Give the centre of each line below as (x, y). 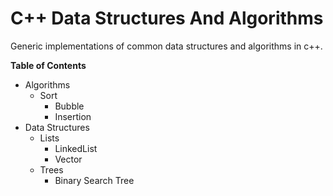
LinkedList (76, 148)
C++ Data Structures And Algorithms (167, 18)
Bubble (69, 106)
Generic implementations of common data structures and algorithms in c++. (166, 46)
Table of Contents (48, 65)
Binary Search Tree (94, 180)
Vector (68, 159)
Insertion (73, 116)
